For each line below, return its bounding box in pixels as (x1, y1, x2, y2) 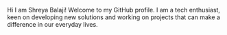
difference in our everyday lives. (7, 21, 98, 28)
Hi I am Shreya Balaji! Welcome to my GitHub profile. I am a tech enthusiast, (7, 6, 221, 14)
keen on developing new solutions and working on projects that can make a (7, 13, 221, 21)
